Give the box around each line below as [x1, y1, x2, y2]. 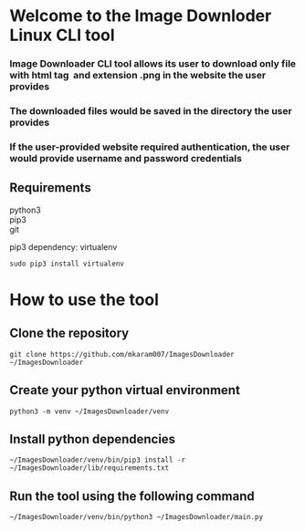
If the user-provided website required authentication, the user [9, 141, 290, 153]
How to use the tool [9, 289, 160, 310]
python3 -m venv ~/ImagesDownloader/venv [9, 407, 170, 416]
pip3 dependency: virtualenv [9, 241, 118, 252]
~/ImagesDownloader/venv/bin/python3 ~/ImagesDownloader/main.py [9, 513, 263, 522]
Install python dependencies [9, 431, 176, 447]
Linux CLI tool [9, 25, 116, 46]
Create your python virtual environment [9, 382, 240, 398]
